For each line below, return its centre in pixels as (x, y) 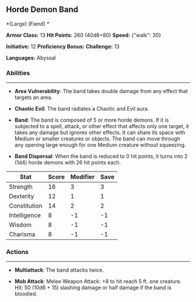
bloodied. (26, 294)
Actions (17, 252)
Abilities (18, 73)
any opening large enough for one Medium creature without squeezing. (100, 145)
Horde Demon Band (42, 10)
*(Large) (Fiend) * (28, 23)
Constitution (26, 206)
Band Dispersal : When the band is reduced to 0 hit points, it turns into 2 (101, 156)
